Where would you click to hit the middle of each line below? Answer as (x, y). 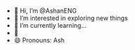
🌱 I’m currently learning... (50, 25)
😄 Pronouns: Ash (39, 40)
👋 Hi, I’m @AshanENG (45, 11)
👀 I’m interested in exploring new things (71, 18)
